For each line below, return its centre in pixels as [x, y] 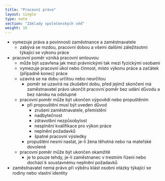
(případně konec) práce [44, 73]
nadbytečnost [48, 115]
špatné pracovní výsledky [61, 137]
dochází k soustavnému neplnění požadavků [72, 163]
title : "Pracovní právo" [31, 10]
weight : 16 [16, 28]
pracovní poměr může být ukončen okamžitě [65, 152]
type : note [16, 19]
